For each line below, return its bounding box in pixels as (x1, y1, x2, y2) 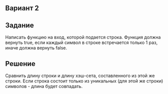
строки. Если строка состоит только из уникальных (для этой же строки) (5, 78, 163, 84)
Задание (5, 21, 34, 29)
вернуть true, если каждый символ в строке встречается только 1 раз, (5, 39, 158, 45)
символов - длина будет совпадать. (5, 83, 83, 89)
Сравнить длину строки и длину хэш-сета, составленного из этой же (5, 72, 155, 79)
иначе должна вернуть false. (5, 45, 67, 51)
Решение (5, 59, 36, 68)
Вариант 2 (5, 4, 39, 12)
